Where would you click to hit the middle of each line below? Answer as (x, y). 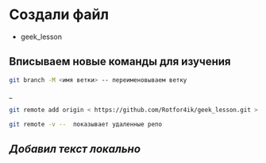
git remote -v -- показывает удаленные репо (85, 124)
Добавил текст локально (75, 149)
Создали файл (59, 15)
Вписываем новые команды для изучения (120, 62)
